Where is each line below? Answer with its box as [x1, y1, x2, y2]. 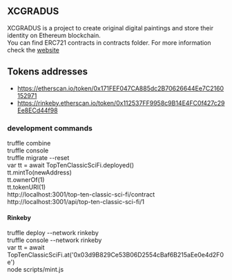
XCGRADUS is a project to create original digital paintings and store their [7, 23, 214, 32]
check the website [7, 46, 60, 54]
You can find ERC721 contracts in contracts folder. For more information [7, 38, 212, 47]
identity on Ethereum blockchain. [7, 31, 101, 39]
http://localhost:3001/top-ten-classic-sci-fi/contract [7, 190, 155, 199]
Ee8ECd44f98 [17, 106, 58, 114]
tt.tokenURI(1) [7, 183, 46, 191]
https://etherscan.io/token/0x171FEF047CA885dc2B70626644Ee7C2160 [17, 84, 224, 92]
